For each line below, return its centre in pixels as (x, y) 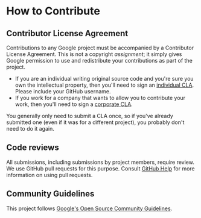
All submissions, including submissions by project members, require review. (100, 162)
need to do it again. (30, 129)
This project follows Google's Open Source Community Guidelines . (89, 208)
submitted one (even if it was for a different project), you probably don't (95, 122)
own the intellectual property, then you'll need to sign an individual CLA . (104, 85)
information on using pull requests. (49, 175)
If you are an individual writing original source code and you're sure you (104, 79)
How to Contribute (53, 11)
